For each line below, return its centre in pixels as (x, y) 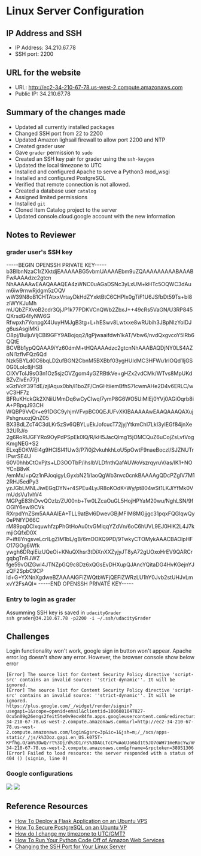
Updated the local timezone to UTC (58, 165)
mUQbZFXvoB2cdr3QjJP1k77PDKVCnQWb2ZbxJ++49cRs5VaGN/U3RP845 (100, 310)
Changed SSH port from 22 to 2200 (59, 133)
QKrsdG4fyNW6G (28, 316)
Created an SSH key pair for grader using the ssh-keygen (84, 159)
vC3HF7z (18, 393)
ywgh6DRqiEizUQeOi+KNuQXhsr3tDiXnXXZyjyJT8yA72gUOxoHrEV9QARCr (100, 552)
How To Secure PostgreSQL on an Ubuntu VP (71, 827)
